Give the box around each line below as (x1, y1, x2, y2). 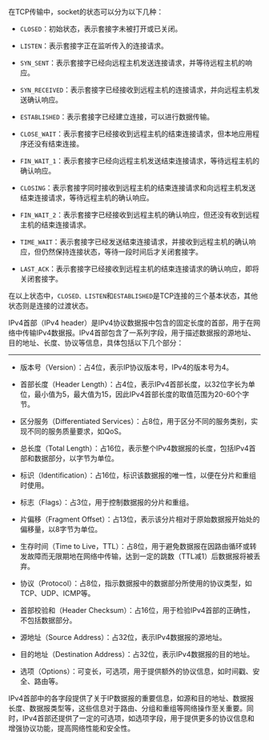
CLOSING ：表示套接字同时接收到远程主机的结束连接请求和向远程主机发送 (19, 183, 256, 192)
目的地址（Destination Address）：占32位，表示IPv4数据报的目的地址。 (19, 650, 255, 658)
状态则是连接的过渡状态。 (8, 301, 93, 310)
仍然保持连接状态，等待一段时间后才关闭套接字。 (41, 247, 203, 256)
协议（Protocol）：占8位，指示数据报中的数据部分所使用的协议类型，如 (19, 578, 252, 588)
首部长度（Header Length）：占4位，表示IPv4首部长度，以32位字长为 (19, 379, 248, 389)
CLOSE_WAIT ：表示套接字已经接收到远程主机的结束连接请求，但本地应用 (19, 129, 253, 138)
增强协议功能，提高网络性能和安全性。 (8, 723, 134, 733)
